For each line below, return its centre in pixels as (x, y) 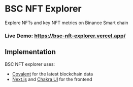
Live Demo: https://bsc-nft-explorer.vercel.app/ (65, 36)
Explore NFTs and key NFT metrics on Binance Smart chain (66, 23)
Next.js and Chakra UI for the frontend (52, 79)
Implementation (30, 52)
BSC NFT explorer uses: (30, 64)
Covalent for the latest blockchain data (53, 74)
